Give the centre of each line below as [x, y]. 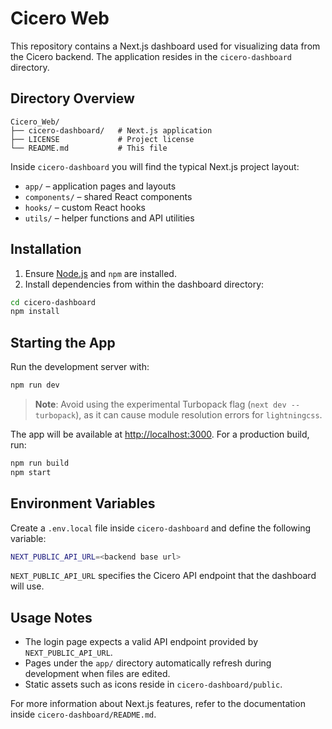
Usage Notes [51, 617]
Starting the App [63, 342]
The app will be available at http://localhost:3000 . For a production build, [160, 434]
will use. [27, 586]
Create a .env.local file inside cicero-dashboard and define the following [161, 528]
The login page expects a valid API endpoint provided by [141, 642]
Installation [46, 249]
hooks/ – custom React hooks [85, 207]
